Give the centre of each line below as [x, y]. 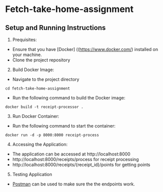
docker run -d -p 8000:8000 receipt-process [52, 135]
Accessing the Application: [40, 144]
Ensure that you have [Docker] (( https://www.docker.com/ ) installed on [85, 49]
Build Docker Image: [33, 69]
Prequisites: [24, 39]
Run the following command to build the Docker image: [69, 98]
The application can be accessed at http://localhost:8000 [71, 154]
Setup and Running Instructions [56, 28]
